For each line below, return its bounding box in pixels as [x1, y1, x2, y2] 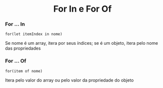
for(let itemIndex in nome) [5, 32, 63, 37]
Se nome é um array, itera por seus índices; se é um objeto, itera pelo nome [5, 40, 158, 46]
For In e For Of [53, 3, 112, 15]
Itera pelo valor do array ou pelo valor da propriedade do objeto [5, 77, 134, 83]
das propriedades [5, 45, 41, 52]
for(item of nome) [5, 69, 43, 73]
